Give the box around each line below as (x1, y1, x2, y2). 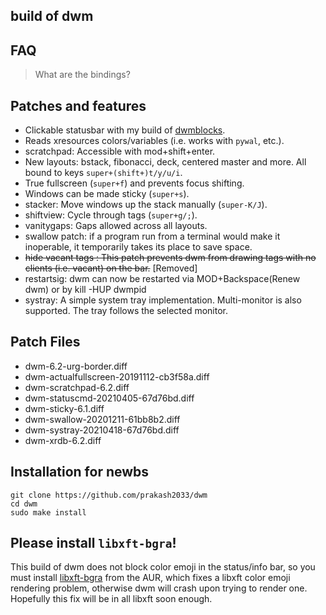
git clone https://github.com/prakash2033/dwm (10, 490, 208, 500)
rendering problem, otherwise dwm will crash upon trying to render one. (10, 582, 308, 594)
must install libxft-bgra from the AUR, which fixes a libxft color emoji (10, 572, 291, 584)
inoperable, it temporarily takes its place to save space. (24, 241, 253, 253)
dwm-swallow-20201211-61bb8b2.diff (24, 413, 181, 425)
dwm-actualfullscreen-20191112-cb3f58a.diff (24, 370, 210, 383)
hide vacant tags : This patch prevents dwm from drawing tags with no (24, 252, 317, 264)
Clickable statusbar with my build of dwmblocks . (24, 124, 226, 136)
